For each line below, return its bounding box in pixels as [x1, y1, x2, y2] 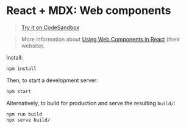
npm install [6, 65, 37, 72]
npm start [6, 88, 32, 94]
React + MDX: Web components [6, 4, 171, 18]
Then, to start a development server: [6, 77, 99, 84]
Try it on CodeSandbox [21, 24, 80, 31]
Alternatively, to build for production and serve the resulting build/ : [6, 99, 176, 106]
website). [21, 42, 45, 49]
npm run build [6, 111, 43, 117]
